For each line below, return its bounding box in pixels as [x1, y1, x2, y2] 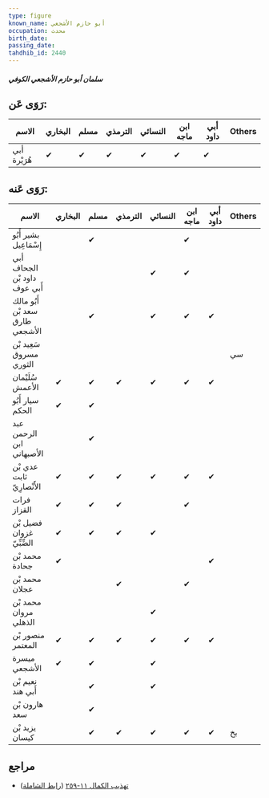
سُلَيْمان [12, 372, 38, 383]
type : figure [8, 11, 52, 20]
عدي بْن [12, 461, 38, 472]
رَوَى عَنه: [8, 181, 48, 195]
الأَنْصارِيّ [12, 481, 42, 492]
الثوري [12, 359, 34, 370]
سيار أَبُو [12, 395, 39, 406]
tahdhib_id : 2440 [8, 49, 66, 57]
